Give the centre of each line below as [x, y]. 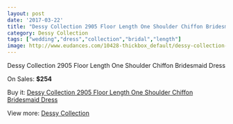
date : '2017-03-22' [35, 20]
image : [17, 46]
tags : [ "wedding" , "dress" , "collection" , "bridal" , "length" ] [94, 39]
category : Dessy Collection [48, 33]
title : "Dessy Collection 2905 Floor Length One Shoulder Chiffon [105, 26]
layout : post [26, 14]
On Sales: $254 [29, 79]
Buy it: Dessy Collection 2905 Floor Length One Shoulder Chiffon [100, 92]
